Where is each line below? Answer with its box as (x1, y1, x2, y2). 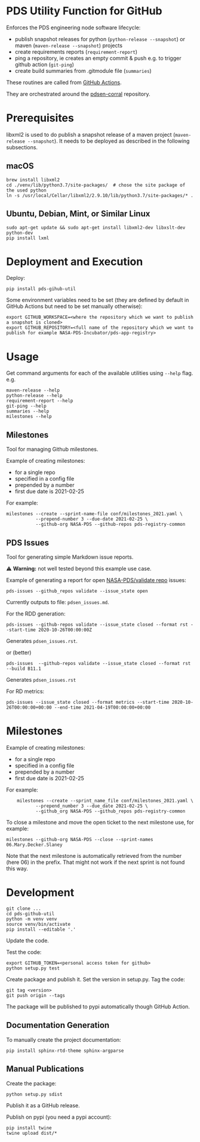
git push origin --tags (6, 992, 66, 998)
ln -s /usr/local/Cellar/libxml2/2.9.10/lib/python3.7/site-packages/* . (6, 192, 194, 198)
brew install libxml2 (6, 177, 60, 183)
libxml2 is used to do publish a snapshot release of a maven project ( (6, 131, 176, 138)
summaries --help (6, 408, 50, 414)
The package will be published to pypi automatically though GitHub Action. (6, 1003, 190, 1010)
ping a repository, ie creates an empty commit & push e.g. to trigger (14, 54, 181, 61)
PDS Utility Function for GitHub (6, 4, 162, 18)
